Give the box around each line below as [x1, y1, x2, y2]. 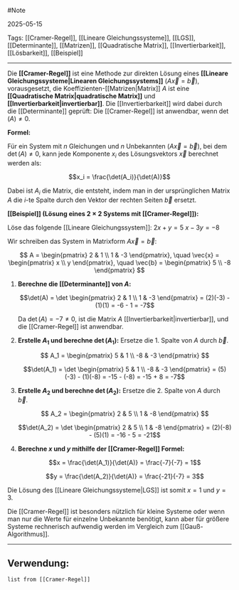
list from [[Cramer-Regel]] [7, 576, 91, 583]
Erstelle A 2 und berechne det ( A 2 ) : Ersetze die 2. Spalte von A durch [17, 387, 221, 397]
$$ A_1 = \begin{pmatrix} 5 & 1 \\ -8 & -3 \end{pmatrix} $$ [40, 351, 210, 360]
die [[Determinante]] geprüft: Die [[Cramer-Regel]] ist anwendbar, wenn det [7, 107, 229, 115]
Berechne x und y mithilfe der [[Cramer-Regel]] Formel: [17, 444, 185, 454]
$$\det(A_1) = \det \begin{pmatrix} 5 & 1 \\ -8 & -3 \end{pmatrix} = [23, 365, 217, 374]
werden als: [7, 159, 42, 167]
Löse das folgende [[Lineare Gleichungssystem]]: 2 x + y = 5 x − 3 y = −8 [7, 223, 220, 232]
